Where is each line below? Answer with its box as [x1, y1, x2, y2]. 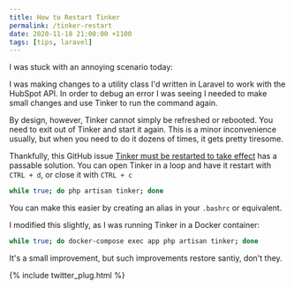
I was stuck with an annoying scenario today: [9, 62, 174, 72]
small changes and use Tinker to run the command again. [9, 98, 218, 109]
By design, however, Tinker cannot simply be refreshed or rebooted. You [9, 115, 274, 125]
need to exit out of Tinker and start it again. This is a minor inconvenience [9, 125, 277, 135]
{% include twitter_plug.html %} [9, 270, 125, 280]
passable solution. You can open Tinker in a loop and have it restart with [9, 160, 272, 171]
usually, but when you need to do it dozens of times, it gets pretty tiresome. [9, 133, 284, 144]
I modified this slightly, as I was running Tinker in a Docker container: [9, 220, 260, 231]
